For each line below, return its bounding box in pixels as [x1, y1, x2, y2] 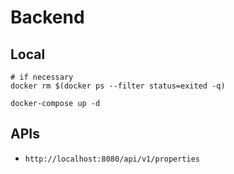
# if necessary [10, 72, 74, 82]
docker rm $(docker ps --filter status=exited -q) [10, 81, 226, 91]
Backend [10, 6, 85, 29]
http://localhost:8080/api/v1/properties [24, 154, 200, 164]
